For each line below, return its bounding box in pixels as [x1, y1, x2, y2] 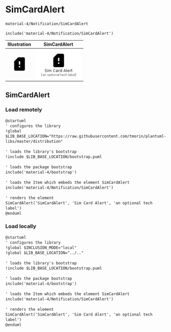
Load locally [5, 223, 36, 230]
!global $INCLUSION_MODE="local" [5, 245, 77, 250]
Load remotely [5, 106, 43, 113]
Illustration [7, 41, 32, 47]
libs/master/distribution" [5, 139, 63, 144]
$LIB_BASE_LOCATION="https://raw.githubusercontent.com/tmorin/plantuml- [5, 134, 167, 139]
